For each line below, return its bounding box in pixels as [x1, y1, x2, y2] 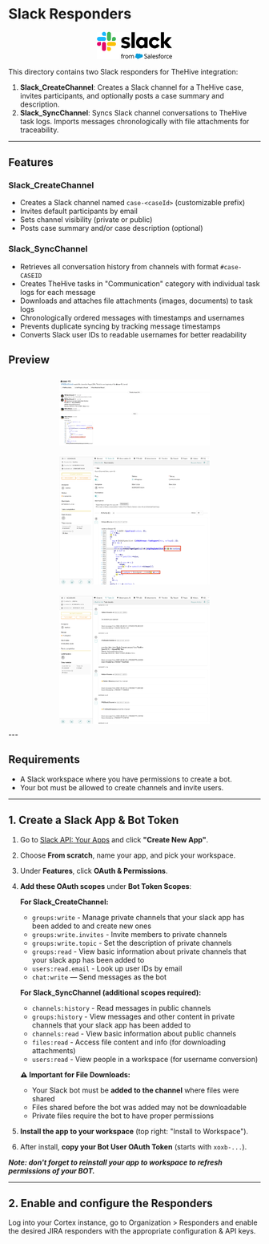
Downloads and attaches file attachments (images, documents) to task [19, 296, 254, 305]
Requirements [8, 753, 80, 766]
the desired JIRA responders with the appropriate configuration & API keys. [8, 1226, 256, 1236]
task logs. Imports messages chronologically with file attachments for [19, 116, 250, 126]
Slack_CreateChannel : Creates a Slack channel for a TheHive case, [19, 82, 244, 92]
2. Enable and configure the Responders [8, 1197, 214, 1210]
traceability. [19, 125, 59, 135]
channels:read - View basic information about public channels [31, 1028, 237, 1038]
